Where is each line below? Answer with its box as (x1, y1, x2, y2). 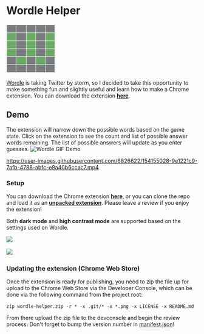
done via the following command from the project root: (6, 291, 143, 299)
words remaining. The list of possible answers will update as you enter (6, 138, 183, 146)
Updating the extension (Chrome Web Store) (6, 264, 140, 272)
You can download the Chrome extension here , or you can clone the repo (6, 193, 190, 200)
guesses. (6, 145, 29, 152)
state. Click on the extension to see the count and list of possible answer (6, 132, 188, 140)
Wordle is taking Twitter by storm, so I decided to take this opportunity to (6, 79, 189, 86)
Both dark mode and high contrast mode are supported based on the (6, 218, 181, 225)
